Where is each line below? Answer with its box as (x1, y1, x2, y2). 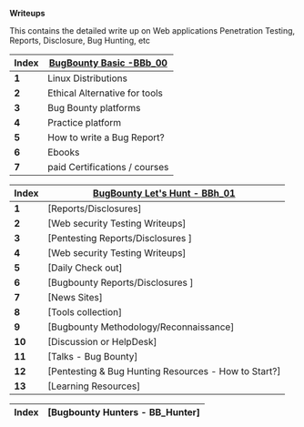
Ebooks (47, 146, 80, 158)
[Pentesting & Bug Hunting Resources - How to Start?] (47, 365, 281, 377)
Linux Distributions (47, 72, 127, 85)
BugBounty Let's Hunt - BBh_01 (92, 187, 236, 199)
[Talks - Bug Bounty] (47, 351, 138, 362)
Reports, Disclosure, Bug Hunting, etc (9, 36, 151, 46)
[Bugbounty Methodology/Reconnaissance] (47, 320, 235, 333)
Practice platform (47, 117, 122, 128)
